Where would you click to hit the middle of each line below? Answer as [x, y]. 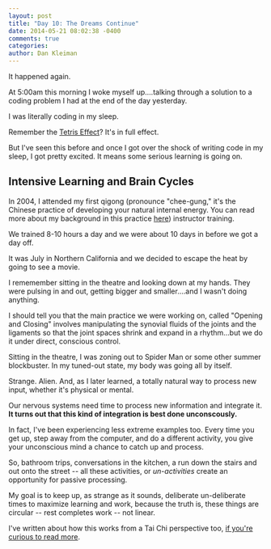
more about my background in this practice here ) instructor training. [121, 218]
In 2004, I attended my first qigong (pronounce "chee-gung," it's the [122, 201]
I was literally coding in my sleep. [64, 116]
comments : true [34, 38]
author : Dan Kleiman [43, 53]
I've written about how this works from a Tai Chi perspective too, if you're [131, 528]
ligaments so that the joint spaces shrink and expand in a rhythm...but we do [135, 332]
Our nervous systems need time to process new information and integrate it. [135, 405]
